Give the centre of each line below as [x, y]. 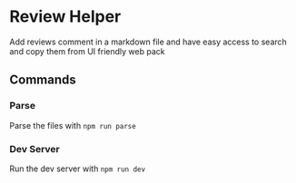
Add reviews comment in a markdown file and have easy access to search [148, 42]
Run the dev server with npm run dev [78, 169]
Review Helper [65, 17]
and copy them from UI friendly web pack [87, 51]
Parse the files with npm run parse [73, 125]
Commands [43, 80]
